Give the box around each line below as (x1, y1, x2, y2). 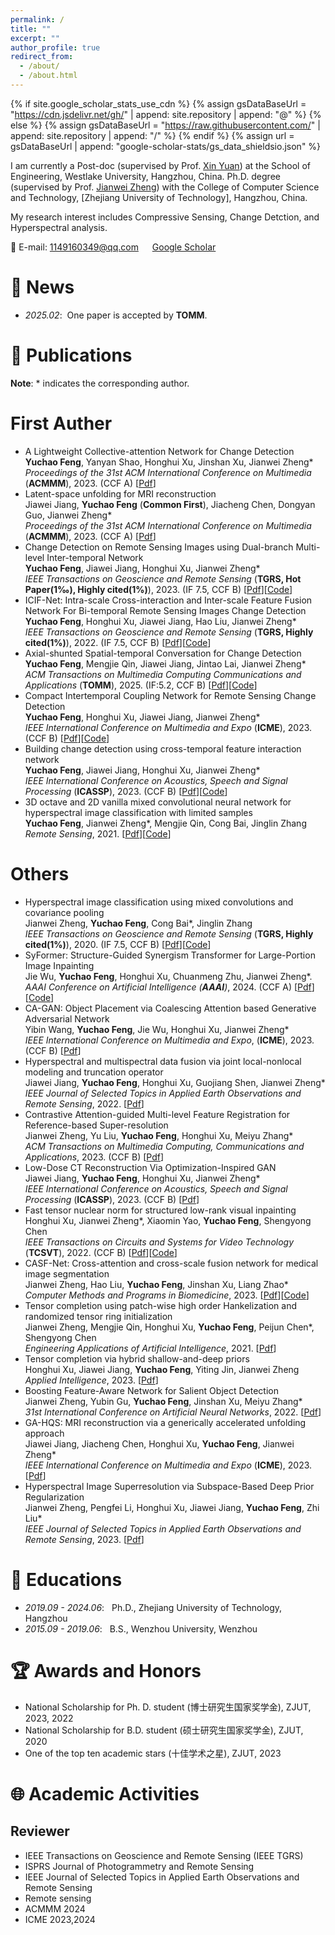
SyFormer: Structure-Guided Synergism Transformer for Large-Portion (24, 949, 316, 961)
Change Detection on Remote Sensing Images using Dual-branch (24, 541, 294, 553)
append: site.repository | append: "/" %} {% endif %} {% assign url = (10, 129, 295, 141)
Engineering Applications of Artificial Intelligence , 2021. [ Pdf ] (24, 1342, 277, 1354)
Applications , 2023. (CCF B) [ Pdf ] (24, 1151, 165, 1163)
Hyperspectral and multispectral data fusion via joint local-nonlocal (24, 1055, 302, 1067)
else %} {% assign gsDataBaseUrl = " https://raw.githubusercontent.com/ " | (10, 119, 321, 131)
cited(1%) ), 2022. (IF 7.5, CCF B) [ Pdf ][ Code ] (24, 636, 212, 648)
